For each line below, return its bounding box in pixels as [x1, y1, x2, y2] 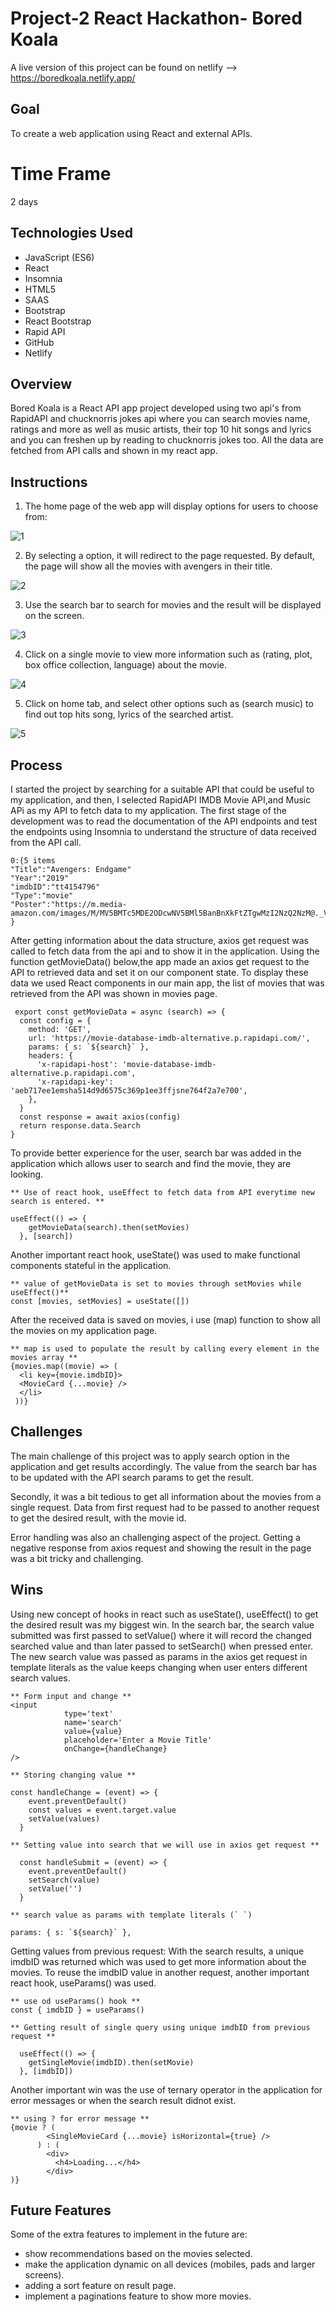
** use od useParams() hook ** [10, 1996, 141, 2006]
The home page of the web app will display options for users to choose [24, 500, 319, 512]
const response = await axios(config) [19, 1112, 182, 1122]
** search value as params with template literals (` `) [10, 1910, 253, 1920]
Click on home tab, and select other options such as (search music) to [24, 698, 314, 710]
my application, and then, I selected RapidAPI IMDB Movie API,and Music [10, 793, 312, 806]
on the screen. [24, 610, 85, 622]
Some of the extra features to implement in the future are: [10, 2228, 248, 2241]
